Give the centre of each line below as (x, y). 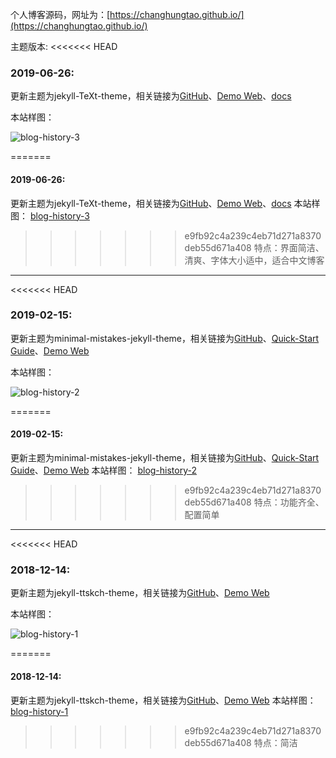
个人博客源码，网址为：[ (60, 14)
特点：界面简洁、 (289, 247)
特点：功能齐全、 (289, 502)
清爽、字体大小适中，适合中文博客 (254, 260)
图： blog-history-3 (50, 215)
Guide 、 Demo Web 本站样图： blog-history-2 (104, 470)
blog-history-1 (39, 711)
